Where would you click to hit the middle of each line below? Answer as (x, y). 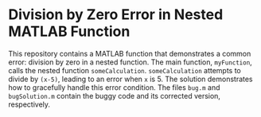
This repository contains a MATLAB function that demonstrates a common (130, 53)
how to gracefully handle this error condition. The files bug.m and (114, 87)
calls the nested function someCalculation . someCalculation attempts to (125, 70)
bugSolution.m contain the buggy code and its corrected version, (115, 96)
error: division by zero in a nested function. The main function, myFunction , (130, 62)
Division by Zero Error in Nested (116, 15)
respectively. (29, 104)
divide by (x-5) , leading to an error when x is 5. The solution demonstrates (130, 79)
